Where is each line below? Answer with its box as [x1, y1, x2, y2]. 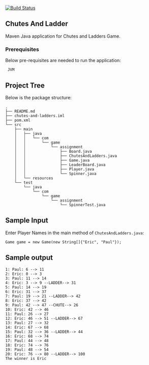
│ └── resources [14, 176, 53, 181]
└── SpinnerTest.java [59, 202, 106, 207]
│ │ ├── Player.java [14, 166, 95, 172]
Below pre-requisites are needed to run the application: [5, 58, 121, 64]
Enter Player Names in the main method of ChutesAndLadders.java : [5, 230, 144, 236]
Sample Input [5, 216, 48, 225]
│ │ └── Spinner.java [14, 171, 97, 176]
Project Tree [5, 81, 45, 90]
